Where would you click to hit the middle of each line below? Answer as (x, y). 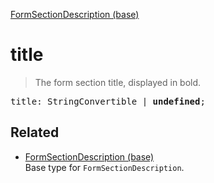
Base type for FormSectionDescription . (104, 167)
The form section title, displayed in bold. (118, 82)
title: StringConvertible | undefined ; (108, 101)
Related (35, 132)
